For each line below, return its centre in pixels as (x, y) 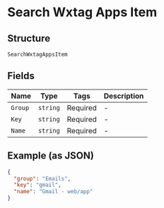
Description (124, 96)
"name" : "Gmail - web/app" (53, 192)
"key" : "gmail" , (37, 185)
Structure (29, 38)
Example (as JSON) (51, 156)
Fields (21, 76)
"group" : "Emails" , (42, 178)
